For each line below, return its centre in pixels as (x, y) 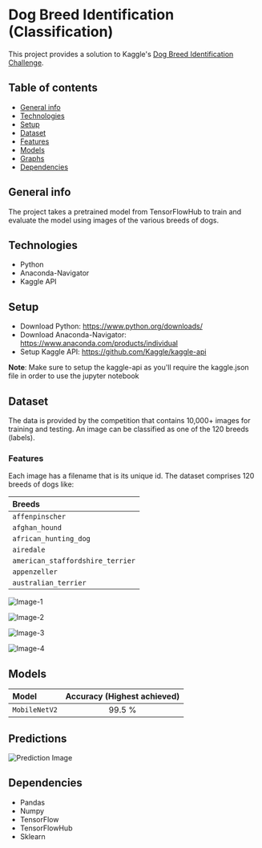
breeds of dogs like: (41, 484)
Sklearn (32, 836)
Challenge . (26, 63)
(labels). (22, 438)
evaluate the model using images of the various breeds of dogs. (113, 220)
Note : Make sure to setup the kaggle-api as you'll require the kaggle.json (129, 368)
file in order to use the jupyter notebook (74, 376)
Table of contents (53, 88)
